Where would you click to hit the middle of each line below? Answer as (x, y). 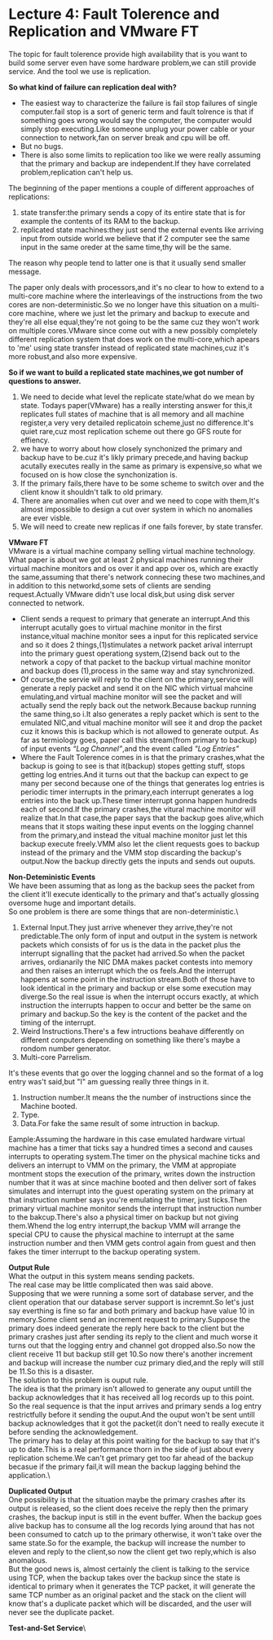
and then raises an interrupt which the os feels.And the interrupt (128, 970)
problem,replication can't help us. (77, 172)
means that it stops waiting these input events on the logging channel (137, 826)
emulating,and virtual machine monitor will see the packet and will (131, 697)
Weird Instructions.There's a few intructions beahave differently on (132, 1031)
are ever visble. (46, 517)
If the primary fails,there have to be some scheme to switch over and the (142, 483)
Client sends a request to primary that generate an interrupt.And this (135, 618)
